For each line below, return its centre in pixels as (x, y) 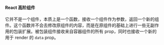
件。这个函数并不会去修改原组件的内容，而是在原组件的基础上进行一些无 (78, 25)
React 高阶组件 (20, 7)
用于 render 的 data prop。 (32, 38)
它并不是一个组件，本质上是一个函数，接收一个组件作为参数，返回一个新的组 (82, 19)
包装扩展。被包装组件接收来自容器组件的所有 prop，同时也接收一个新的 (85, 31)
